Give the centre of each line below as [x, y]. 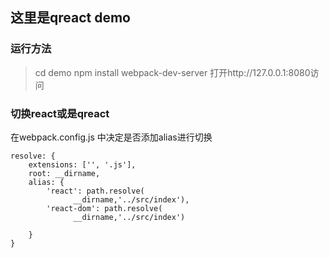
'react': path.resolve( [95, 191]
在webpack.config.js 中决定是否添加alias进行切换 [111, 137]
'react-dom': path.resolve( [104, 208]
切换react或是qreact [60, 113]
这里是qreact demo [70, 18]
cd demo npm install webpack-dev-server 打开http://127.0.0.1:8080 [172, 72]
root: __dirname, [64, 173]
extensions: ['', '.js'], [82, 164]
